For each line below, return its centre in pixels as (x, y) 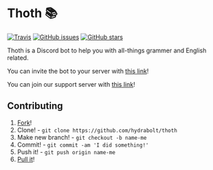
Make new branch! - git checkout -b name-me (82, 137)
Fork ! (24, 123)
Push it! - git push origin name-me (66, 151)
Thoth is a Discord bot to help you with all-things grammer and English (107, 50)
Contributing (35, 106)
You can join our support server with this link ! (71, 84)
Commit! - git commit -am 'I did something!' (83, 145)
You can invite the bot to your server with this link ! (78, 71)
